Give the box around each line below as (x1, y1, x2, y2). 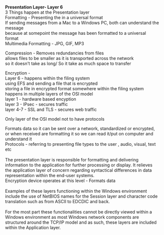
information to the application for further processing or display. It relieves (5, 162, 153, 168)
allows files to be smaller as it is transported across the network (5, 55, 134, 61)
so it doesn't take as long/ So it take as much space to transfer (5, 61, 131, 66)
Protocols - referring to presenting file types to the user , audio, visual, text (5, 141, 156, 147)
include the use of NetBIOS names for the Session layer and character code (5, 193, 158, 199)
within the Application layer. (5, 225, 61, 230)
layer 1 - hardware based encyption (5, 96, 77, 102)
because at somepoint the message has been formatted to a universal (5, 30, 146, 36)
